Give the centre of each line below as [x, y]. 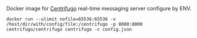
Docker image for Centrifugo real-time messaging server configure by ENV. [99, 8]
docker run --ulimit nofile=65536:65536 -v [61, 19]
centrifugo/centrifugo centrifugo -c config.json [69, 29]
